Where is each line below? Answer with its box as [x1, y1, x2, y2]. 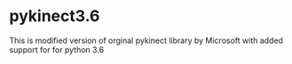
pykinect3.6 [9, 6, 100, 26]
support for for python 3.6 [9, 44, 105, 54]
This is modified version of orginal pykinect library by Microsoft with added [9, 35, 284, 46]
